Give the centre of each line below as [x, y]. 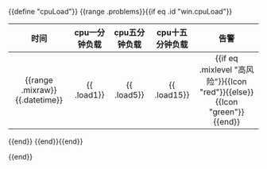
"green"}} [227, 112]
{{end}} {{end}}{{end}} [46, 141]
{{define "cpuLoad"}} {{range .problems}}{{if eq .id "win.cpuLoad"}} [120, 12]
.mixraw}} [39, 90]
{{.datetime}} [39, 100]
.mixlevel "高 [222, 69]
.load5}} [130, 95]
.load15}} [172, 95]
